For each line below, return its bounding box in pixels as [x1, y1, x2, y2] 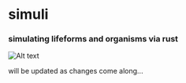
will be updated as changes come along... [8, 67, 143, 76]
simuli [8, 5, 49, 23]
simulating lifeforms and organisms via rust [8, 34, 179, 45]
